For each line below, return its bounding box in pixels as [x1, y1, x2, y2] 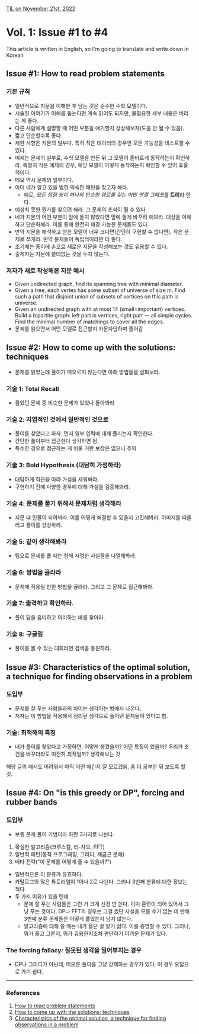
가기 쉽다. [21, 968, 44, 975]
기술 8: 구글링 [6, 630, 43, 638]
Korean [6, 52, 24, 59]
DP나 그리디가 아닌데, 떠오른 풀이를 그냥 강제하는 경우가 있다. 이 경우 [14, 961, 174, 968]
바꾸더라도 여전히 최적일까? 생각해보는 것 [25, 750, 121, 757]
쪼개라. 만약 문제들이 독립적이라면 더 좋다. [25, 235, 123, 242]
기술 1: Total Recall [6, 384, 59, 393]
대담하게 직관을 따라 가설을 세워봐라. [14, 476, 99, 483]
